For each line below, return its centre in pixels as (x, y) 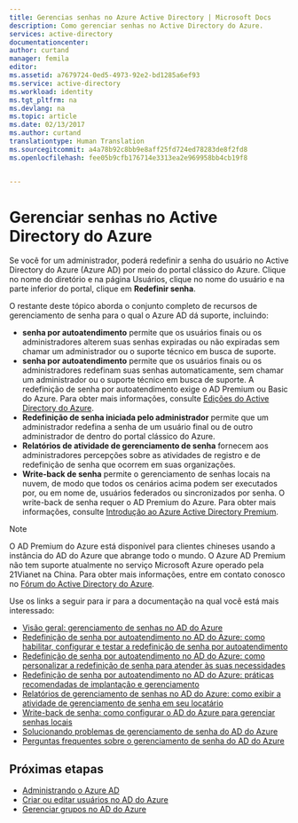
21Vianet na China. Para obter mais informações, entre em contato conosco (147, 574)
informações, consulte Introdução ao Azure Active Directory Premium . (150, 512)
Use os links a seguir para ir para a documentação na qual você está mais (144, 601)
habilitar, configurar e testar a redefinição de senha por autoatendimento (155, 647)
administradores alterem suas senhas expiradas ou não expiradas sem (151, 342)
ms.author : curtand (45, 133)
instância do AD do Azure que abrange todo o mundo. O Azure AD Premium (148, 556)
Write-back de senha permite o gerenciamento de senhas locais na (146, 474)
